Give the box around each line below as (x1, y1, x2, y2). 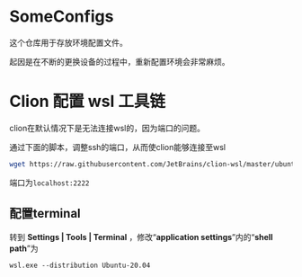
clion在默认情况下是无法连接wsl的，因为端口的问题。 (9, 122, 205, 133)
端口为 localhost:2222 (9, 177, 90, 188)
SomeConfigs (9, 6, 114, 27)
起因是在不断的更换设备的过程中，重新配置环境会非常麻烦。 (9, 56, 230, 67)
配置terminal (9, 206, 81, 221)
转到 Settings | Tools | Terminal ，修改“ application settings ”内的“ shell (9, 231, 273, 242)
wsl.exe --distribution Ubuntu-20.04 (9, 261, 151, 270)
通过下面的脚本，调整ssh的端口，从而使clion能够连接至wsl (9, 141, 226, 152)
